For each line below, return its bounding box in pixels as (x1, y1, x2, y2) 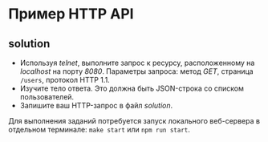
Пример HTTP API (8, 5, 134, 23)
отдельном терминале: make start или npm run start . (8, 125, 191, 134)
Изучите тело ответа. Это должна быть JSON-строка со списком (19, 83, 245, 93)
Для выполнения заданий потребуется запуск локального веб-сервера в (8, 116, 261, 125)
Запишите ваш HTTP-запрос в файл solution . (19, 101, 173, 110)
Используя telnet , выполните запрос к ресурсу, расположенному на (19, 58, 255, 67)
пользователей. (19, 92, 75, 101)
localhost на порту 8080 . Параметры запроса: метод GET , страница (19, 67, 254, 76)
